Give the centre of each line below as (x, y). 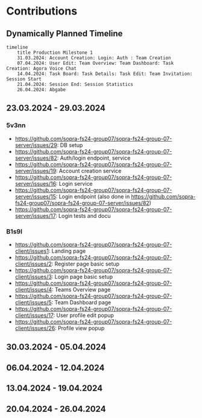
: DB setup (70, 145)
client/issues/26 (35, 328)
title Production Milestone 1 (55, 53)
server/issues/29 (36, 145)
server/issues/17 (35, 215)
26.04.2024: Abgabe (42, 90)
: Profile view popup (80, 328)
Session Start (24, 79)
